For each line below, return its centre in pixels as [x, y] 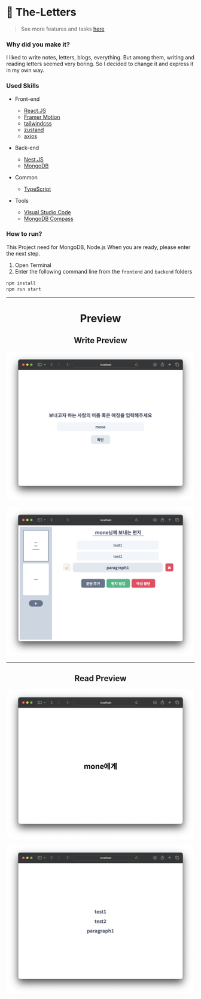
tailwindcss [38, 123]
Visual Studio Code [47, 212]
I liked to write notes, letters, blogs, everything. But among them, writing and [100, 58]
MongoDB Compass [48, 218]
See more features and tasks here [63, 29]
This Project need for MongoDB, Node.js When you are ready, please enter [98, 247]
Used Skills [23, 86]
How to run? [24, 234]
